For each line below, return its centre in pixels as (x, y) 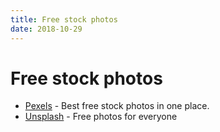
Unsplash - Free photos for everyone (101, 117)
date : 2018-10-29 (46, 29)
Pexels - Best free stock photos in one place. (117, 106)
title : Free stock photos (64, 19)
